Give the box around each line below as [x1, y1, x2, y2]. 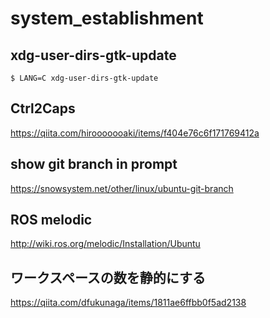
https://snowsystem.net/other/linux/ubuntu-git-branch [10, 182, 234, 194]
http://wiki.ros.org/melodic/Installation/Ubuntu [10, 238, 201, 250]
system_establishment [10, 7, 204, 30]
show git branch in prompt [10, 156, 178, 173]
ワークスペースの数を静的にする [10, 269, 207, 286]
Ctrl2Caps [10, 100, 76, 117]
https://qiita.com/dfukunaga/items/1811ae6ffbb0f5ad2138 [10, 297, 247, 309]
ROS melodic [10, 212, 93, 229]
